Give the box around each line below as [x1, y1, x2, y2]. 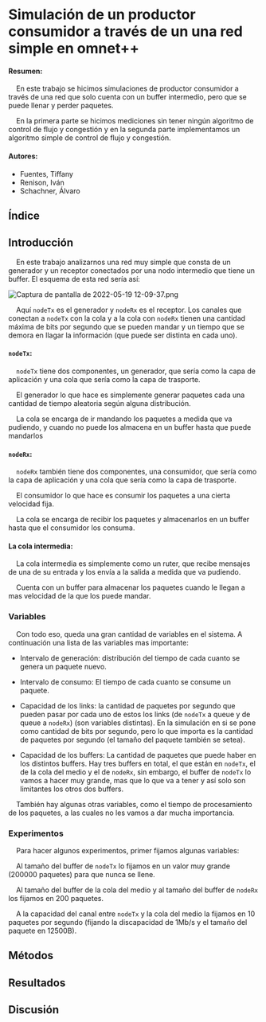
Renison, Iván [19, 177, 65, 187]
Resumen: [8, 66, 43, 76]
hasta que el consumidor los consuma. [8, 523, 135, 532]
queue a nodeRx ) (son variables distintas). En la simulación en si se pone [19, 718, 256, 727]
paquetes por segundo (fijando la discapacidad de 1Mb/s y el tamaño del [8, 918, 248, 926]
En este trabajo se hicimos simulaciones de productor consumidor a [15, 84, 239, 93]
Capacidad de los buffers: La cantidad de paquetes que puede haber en [19, 750, 256, 759]
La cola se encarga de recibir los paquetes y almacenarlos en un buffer [15, 515, 250, 525]
